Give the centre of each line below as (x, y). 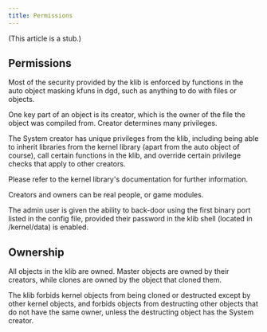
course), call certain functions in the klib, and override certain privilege (125, 155)
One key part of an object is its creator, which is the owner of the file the (127, 115)
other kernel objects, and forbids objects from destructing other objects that (133, 304)
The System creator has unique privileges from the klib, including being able (133, 139)
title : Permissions (41, 16)
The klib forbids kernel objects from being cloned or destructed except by (130, 295)
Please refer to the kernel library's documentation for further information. (128, 179)
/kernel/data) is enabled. (49, 227)
